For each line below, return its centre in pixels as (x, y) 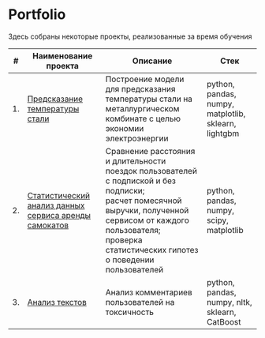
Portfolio (37, 15)
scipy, (217, 220)
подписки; (125, 190)
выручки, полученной (147, 210)
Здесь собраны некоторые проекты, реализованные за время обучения (130, 36)
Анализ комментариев (149, 292)
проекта (62, 66)
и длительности (136, 161)
